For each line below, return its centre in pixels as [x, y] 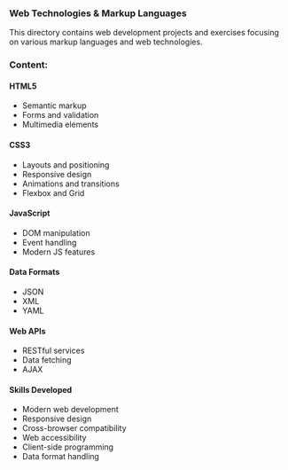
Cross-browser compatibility [74, 428]
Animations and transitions [70, 184]
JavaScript [30, 213]
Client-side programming [67, 447]
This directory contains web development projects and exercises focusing [144, 33]
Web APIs [27, 331]
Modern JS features [58, 252]
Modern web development [70, 410]
